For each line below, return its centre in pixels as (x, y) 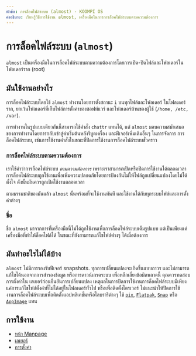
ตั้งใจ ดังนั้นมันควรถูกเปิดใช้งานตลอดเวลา (45, 182)
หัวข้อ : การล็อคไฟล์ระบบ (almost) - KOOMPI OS (55, 11)
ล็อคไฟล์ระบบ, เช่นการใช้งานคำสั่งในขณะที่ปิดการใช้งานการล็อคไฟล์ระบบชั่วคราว (82, 140)
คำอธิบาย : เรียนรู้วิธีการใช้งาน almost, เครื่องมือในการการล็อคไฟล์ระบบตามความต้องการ (82, 17)
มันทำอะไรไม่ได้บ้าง (34, 254)
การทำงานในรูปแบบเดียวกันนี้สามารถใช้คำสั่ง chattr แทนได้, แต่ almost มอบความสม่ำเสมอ (95, 127)
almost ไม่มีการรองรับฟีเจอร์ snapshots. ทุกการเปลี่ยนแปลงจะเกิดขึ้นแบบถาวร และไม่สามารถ (98, 268)
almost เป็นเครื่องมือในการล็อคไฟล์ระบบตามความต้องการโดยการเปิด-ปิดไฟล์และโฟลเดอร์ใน (95, 63)
